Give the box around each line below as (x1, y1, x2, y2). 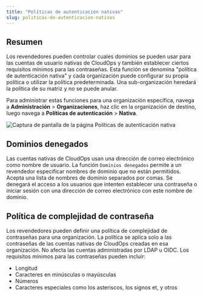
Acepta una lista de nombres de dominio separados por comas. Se (6, 174, 173, 181)
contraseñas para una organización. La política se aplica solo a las (6, 233, 172, 241)
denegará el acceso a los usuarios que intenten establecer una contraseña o (6, 181, 198, 188)
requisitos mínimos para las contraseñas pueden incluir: (6, 252, 146, 260)
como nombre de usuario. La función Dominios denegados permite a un (6, 162, 182, 169)
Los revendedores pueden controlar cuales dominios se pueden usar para (6, 53, 191, 60)
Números (15, 277, 38, 284)
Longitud (15, 264, 38, 272)
